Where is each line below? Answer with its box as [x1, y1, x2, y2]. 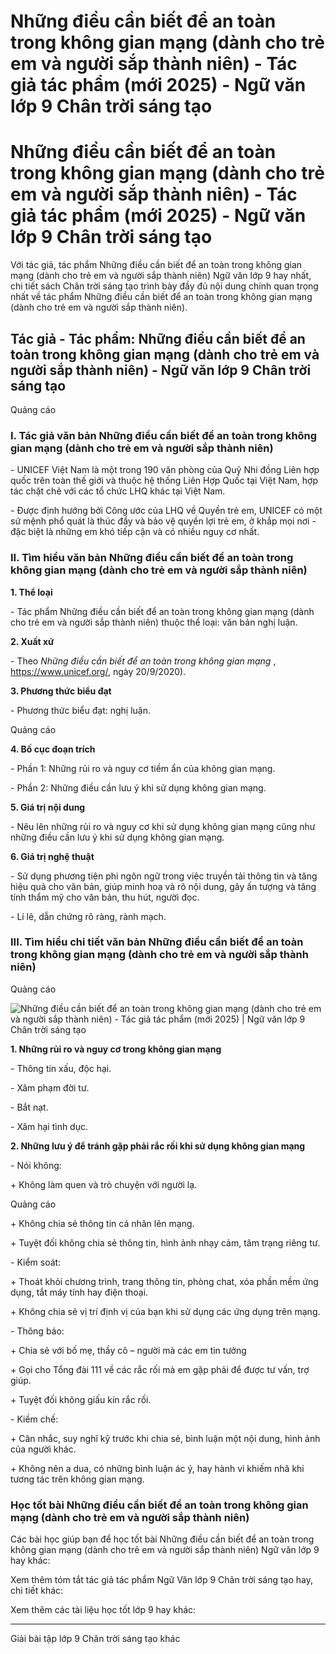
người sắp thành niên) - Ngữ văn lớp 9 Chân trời [10, 361, 312, 379]
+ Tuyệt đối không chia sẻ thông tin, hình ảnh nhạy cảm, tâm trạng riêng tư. [10, 1236, 321, 1249]
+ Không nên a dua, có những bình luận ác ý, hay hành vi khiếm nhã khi [10, 1462, 305, 1474]
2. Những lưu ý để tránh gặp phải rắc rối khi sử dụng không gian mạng [10, 1140, 306, 1152]
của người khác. [10, 1443, 77, 1455]
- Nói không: [10, 1159, 62, 1171]
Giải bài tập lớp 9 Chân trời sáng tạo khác [10, 1633, 181, 1645]
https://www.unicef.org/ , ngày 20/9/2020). [10, 665, 187, 677]
